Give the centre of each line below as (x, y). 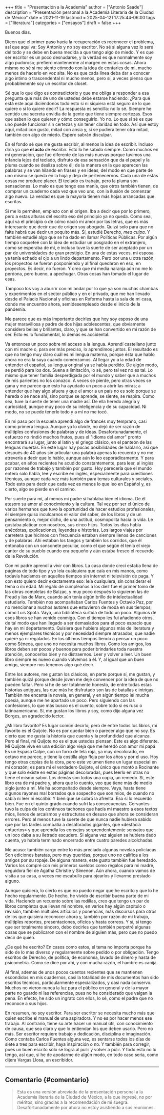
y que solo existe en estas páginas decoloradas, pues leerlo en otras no (77, 772)
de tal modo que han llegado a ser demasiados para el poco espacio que (78, 623)
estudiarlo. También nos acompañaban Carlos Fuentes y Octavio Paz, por (79, 602)
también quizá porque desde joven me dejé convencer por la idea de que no (82, 679)
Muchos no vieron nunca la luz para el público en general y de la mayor (77, 988)
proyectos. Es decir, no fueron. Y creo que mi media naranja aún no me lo (79, 269)
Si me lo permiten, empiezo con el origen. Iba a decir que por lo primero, (78, 211)
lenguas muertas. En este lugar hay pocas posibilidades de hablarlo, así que (82, 447)
